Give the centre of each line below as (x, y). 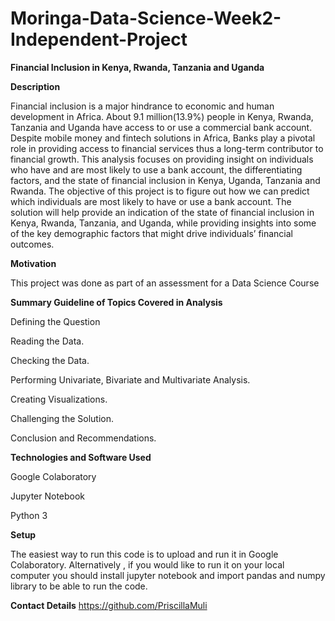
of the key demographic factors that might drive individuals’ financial (151, 233)
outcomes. (32, 244)
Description (35, 86)
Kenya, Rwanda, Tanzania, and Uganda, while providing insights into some (163, 223)
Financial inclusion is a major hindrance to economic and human (142, 106)
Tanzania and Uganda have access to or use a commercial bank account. (161, 127)
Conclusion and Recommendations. (83, 438)
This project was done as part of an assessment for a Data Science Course (165, 283)
